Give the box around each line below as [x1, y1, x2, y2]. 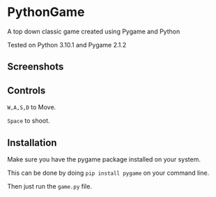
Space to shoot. [7, 116, 50, 125]
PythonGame [7, 4, 85, 20]
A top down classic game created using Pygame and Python [7, 27, 180, 36]
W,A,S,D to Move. [7, 103, 56, 111]
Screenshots [7, 61, 64, 73]
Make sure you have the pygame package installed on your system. [7, 155, 201, 164]
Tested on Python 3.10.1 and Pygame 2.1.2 [7, 40, 127, 49]
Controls [7, 84, 46, 96]
